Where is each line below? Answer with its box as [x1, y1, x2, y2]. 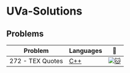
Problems [6, 29, 44, 39]
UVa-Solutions [6, 4, 83, 18]
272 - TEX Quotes [9, 57, 63, 65]
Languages [69, 47, 102, 55]
